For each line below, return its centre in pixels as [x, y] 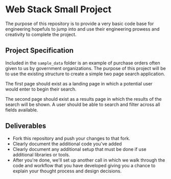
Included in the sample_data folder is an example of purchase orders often [83, 63]
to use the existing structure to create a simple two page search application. [85, 74]
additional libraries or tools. [41, 154]
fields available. [22, 110]
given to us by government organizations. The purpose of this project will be [86, 68]
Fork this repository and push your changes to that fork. [71, 138]
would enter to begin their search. [41, 89]
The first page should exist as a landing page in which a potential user [79, 83]
